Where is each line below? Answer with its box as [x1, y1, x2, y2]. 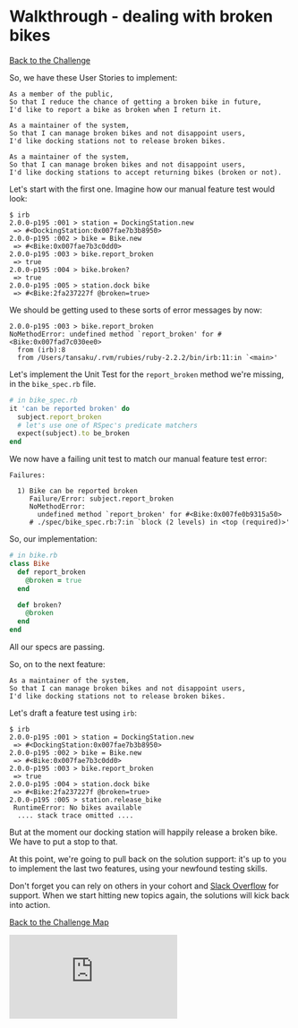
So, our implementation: [9, 534, 98, 544]
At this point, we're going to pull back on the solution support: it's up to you [9, 853, 287, 865]
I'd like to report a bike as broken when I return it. [9, 105, 222, 114]
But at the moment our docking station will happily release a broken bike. [9, 827, 278, 838]
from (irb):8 [17, 345, 66, 355]
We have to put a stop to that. [9, 836, 118, 847]
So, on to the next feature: [9, 659, 106, 670]
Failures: [9, 471, 47, 480]
